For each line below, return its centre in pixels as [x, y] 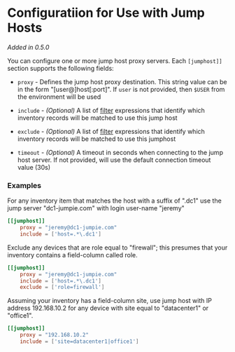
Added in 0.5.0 [28, 47]
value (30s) [34, 167]
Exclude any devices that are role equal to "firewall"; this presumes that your [117, 248]
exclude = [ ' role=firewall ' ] [62, 287]
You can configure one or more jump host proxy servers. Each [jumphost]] [115, 60]
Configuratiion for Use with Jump [106, 13]
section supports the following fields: [60, 68]
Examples [24, 185]
